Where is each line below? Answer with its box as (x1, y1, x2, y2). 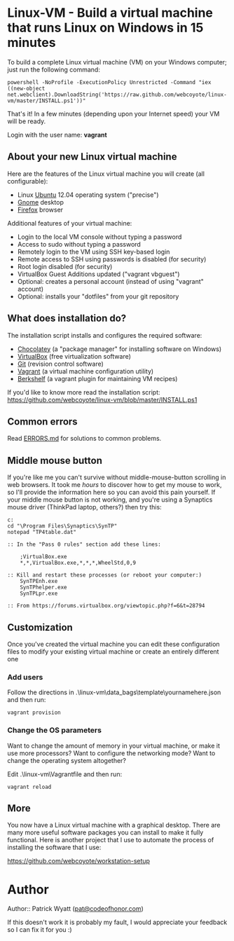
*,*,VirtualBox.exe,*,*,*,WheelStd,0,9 (20, 559, 137, 567)
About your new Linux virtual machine (7, 151, 177, 163)
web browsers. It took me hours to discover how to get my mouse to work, (7, 481, 222, 489)
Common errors (7, 415, 78, 427)
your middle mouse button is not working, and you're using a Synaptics (7, 495, 213, 504)
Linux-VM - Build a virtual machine (7, 5, 214, 21)
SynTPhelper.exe (20, 584, 68, 591)
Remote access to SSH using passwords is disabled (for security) (17, 254, 207, 263)
